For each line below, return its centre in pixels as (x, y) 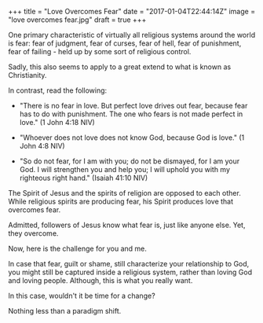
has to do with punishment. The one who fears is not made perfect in (131, 114)
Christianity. (27, 75)
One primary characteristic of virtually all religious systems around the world (132, 35)
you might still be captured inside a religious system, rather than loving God (130, 272)
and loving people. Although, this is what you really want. (100, 281)
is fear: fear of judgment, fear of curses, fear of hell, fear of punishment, (125, 43)
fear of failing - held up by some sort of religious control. (100, 51)
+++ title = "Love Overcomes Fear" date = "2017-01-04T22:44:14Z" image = (132, 11)
